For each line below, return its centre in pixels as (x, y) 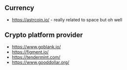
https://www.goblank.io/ (36, 47)
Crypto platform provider (44, 35)
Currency (19, 8)
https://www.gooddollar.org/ (40, 62)
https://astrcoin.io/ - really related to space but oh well (67, 19)
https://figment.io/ (30, 52)
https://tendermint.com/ (36, 57)
